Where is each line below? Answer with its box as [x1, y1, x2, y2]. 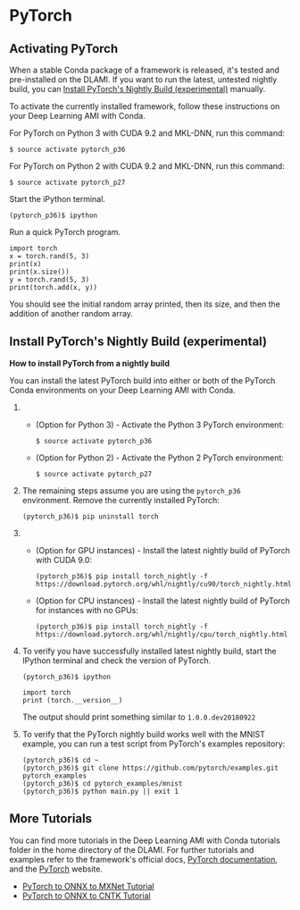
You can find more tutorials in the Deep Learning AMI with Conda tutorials [9, 835, 281, 846]
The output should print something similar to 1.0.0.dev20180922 [21, 712, 256, 722]
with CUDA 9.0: [35, 554, 92, 565]
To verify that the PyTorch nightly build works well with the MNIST [21, 729, 265, 739]
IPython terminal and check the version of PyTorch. [21, 654, 212, 666]
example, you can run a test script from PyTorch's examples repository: [21, 738, 286, 749]
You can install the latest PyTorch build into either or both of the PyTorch [9, 375, 276, 385]
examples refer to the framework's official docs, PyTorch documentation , [9, 854, 279, 864]
